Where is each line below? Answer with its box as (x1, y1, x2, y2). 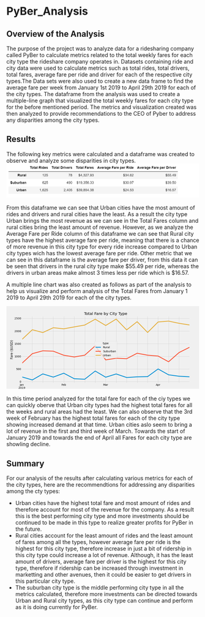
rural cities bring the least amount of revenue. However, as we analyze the (6, 223, 194, 231)
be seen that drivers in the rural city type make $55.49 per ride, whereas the (6, 263, 199, 270)
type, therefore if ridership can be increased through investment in (15, 564, 184, 572)
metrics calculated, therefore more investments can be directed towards (15, 591, 198, 598)
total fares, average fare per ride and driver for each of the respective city (6, 71, 193, 78)
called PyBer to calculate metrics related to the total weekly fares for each (6, 51, 193, 59)
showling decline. (6, 441, 51, 448)
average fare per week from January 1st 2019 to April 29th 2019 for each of (6, 84, 196, 91)
